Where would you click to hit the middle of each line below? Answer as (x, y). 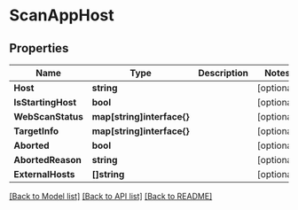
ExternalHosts (44, 174)
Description (223, 73)
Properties (39, 48)
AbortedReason (48, 160)
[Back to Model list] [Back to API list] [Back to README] (111, 196)
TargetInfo (36, 131)
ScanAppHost (62, 16)
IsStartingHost (45, 102)
